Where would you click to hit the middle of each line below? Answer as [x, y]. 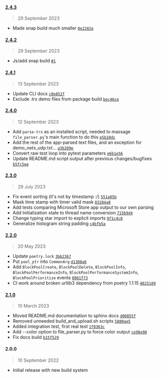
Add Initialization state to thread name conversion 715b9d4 [73, 213]
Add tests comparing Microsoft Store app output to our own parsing [83, 207]
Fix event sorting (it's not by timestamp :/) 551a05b [65, 197]
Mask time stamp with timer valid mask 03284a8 [62, 202]
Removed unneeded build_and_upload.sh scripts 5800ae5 [71, 321]
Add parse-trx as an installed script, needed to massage [71, 131]
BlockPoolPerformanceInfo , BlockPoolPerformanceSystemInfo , [75, 272]
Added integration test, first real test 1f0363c [59, 326]
